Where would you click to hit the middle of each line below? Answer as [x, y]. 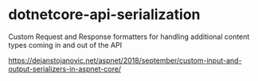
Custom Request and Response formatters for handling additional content [129, 37]
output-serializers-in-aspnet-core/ [65, 68]
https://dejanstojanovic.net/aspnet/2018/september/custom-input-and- [125, 60]
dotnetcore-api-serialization [104, 15]
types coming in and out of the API [65, 44]
